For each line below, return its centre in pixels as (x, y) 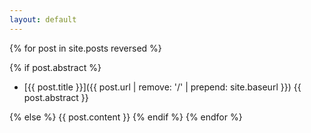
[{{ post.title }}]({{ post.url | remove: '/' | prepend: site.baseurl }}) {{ (162, 87)
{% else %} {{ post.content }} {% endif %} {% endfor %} (126, 117)
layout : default (43, 19)
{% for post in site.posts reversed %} (85, 48)
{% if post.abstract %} (55, 67)
